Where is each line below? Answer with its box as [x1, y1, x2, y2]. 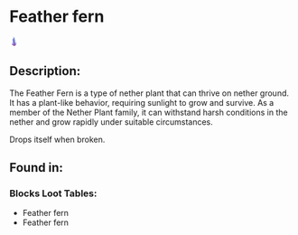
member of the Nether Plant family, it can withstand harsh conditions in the [9, 107, 288, 117]
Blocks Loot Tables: [9, 187, 98, 200]
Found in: [9, 160, 63, 175]
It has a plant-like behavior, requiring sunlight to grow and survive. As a [9, 97, 275, 108]
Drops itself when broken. [9, 134, 106, 145]
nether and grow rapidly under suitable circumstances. [9, 116, 214, 127]
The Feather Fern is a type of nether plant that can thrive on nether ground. [9, 88, 290, 99]
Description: [9, 63, 81, 79]
